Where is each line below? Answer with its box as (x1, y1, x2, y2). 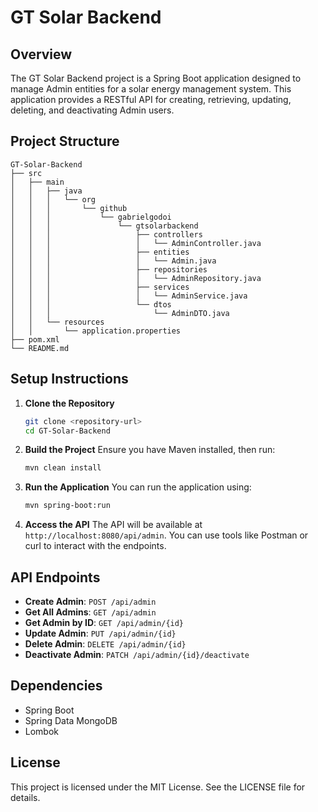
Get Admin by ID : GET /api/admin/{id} (24, 616, 185, 628)
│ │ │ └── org (10, 194, 97, 205)
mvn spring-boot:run (24, 501, 111, 511)
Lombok (24, 725, 60, 737)
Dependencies (10, 677, 103, 695)
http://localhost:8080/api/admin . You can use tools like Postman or (24, 529, 309, 541)
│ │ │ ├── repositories (10, 264, 208, 275)
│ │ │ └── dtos (10, 299, 172, 310)
